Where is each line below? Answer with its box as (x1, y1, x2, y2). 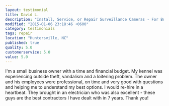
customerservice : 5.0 (5, 49, 51, 55)
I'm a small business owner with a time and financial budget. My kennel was (5, 68, 162, 74)
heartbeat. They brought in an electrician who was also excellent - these (5, 89, 155, 96)
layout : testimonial (5, 7, 49, 13)
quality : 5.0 (5, 45, 33, 50)
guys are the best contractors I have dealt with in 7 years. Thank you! (5, 95, 149, 101)
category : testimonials (5, 26, 55, 31)
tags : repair (5, 31, 33, 36)
